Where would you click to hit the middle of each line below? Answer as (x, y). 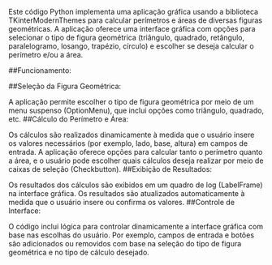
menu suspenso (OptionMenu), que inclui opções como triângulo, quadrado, (136, 110)
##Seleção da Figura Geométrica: (65, 86)
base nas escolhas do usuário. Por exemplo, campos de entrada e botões (131, 235)
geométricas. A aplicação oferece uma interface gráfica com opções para (132, 29)
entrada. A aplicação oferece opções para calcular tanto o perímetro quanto (136, 152)
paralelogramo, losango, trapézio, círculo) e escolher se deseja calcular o (131, 46)
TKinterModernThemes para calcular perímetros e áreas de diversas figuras (135, 20)
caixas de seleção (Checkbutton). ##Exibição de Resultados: (110, 169)
